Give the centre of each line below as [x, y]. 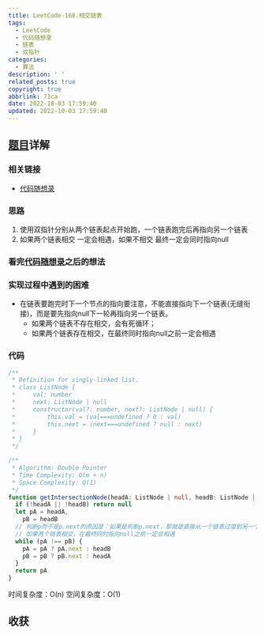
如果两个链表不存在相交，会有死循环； [93, 323]
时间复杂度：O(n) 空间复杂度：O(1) [64, 594]
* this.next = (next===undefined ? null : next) [107, 424]
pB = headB [40, 520]
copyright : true [35, 89]
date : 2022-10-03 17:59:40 [52, 104]
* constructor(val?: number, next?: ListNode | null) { [112, 409]
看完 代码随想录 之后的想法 [57, 262]
